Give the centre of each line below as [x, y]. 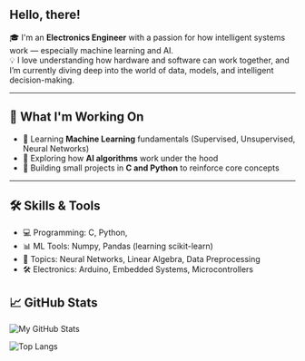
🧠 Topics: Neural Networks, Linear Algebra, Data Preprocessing [141, 259]
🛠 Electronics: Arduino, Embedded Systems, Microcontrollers [138, 269]
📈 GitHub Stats [54, 302]
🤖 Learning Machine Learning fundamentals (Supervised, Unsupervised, [159, 139]
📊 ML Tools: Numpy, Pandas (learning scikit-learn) [118, 246]
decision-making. [42, 80]
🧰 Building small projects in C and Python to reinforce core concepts [151, 168]
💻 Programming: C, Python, [75, 233]
